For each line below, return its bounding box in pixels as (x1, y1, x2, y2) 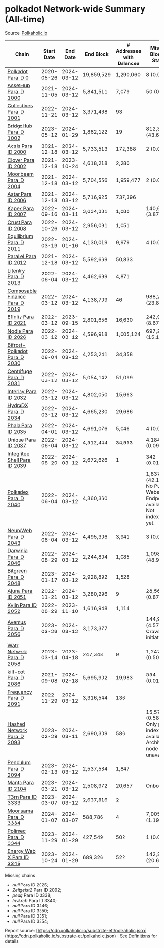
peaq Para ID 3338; (12, 892, 52, 898)
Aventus (7, 619, 26, 626)
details (5, 938, 19, 944)
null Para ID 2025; (12, 882, 49, 887)
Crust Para (7, 219, 32, 226)
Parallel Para (7, 253, 37, 260)
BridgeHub (7, 122, 33, 129)
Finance (7, 293, 26, 300)
